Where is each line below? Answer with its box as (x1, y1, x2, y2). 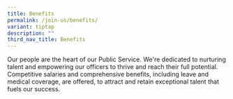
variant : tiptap (7, 23, 54, 30)
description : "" (7, 29, 54, 37)
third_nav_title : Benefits (7, 36, 86, 43)
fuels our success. (7, 85, 61, 93)
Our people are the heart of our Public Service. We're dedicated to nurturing (7, 55, 227, 63)
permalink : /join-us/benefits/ (7, 17, 98, 24)
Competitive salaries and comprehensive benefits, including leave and (7, 70, 209, 79)
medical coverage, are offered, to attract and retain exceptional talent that (7, 77, 220, 86)
